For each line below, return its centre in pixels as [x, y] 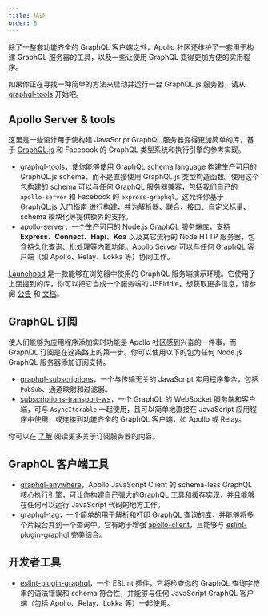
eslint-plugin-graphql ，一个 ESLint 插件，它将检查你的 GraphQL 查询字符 [140, 583]
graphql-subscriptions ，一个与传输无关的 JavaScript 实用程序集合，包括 [139, 379]
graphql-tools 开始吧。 [46, 94]
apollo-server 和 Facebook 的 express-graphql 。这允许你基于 [122, 197]
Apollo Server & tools [62, 120]
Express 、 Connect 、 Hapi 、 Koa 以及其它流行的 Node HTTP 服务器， [134, 237]
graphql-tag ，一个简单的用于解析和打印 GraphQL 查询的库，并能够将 [133, 514]
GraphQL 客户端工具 [59, 464]
